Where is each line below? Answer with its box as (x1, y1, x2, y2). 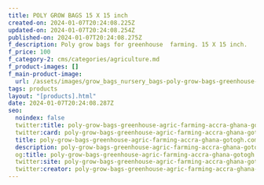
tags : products (8, 84, 58, 93)
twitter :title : (15, 121, 65, 129)
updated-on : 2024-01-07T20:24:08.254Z (8, 26, 135, 34)
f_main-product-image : (8, 70, 82, 78)
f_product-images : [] (8, 63, 79, 71)
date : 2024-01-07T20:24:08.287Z (8, 99, 114, 107)
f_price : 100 (8, 48, 51, 56)
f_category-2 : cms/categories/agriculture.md (8, 56, 159, 64)
